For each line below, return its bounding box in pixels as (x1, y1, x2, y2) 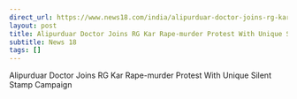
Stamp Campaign (9, 80, 72, 90)
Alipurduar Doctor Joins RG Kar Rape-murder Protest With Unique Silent (9, 70, 272, 80)
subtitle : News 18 (9, 37, 77, 47)
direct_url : (9, 12, 53, 22)
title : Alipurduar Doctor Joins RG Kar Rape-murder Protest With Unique (9, 29, 283, 38)
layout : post (9, 21, 57, 30)
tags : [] (9, 46, 42, 55)
